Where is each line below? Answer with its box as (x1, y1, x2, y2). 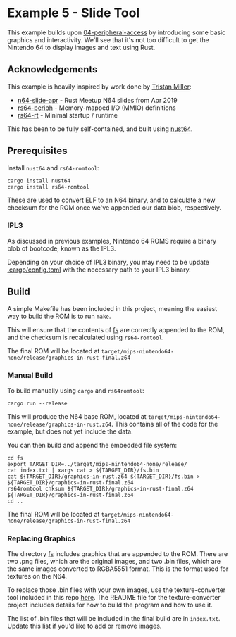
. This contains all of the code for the (111, 420, 218, 428)
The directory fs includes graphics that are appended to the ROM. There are (7, 550, 228, 558)
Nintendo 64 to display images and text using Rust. (7, 43, 156, 51)
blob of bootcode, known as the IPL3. (7, 244, 116, 253)
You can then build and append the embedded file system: (7, 441, 178, 449)
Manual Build (7, 370, 54, 380)
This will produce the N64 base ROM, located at (7, 412, 147, 420)
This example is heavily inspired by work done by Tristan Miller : (7, 82, 192, 91)
